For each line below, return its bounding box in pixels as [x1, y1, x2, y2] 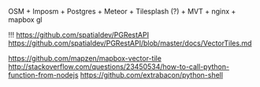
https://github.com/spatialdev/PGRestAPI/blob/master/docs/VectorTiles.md [8, 38, 252, 48]
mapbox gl [8, 15, 43, 24]
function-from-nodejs [8, 71, 79, 79]
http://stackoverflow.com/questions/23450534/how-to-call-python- [8, 62, 230, 71]
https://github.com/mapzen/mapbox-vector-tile [8, 54, 162, 63]
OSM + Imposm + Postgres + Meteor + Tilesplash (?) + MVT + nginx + [8, 7, 236, 16]
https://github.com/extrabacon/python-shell [80, 71, 223, 79]
